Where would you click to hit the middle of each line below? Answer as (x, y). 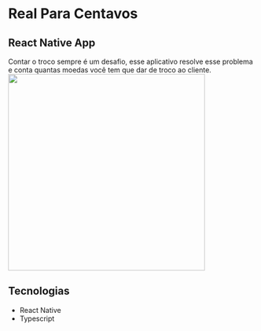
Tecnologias (39, 291)
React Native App (52, 43)
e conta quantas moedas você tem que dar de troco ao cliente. (110, 70)
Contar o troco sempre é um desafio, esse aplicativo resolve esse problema (130, 61)
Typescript (37, 318)
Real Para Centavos (73, 14)
